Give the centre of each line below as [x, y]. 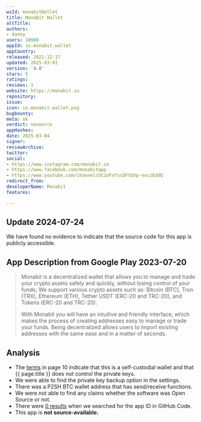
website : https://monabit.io [43, 91]
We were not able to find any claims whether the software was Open [100, 393]
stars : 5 [17, 74]
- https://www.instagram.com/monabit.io [58, 164]
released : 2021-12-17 [33, 57]
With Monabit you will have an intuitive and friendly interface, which [105, 314]
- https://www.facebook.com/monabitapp [56, 170]
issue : [14, 102]
